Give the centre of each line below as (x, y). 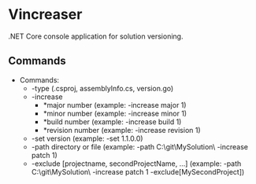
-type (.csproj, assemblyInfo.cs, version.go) (102, 88)
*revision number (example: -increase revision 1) (122, 130)
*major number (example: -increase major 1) (115, 105)
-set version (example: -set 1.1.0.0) (87, 138)
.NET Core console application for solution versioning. (96, 36)
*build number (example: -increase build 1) (112, 121)
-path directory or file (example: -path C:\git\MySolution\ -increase (139, 146)
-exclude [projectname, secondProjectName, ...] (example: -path (136, 164)
